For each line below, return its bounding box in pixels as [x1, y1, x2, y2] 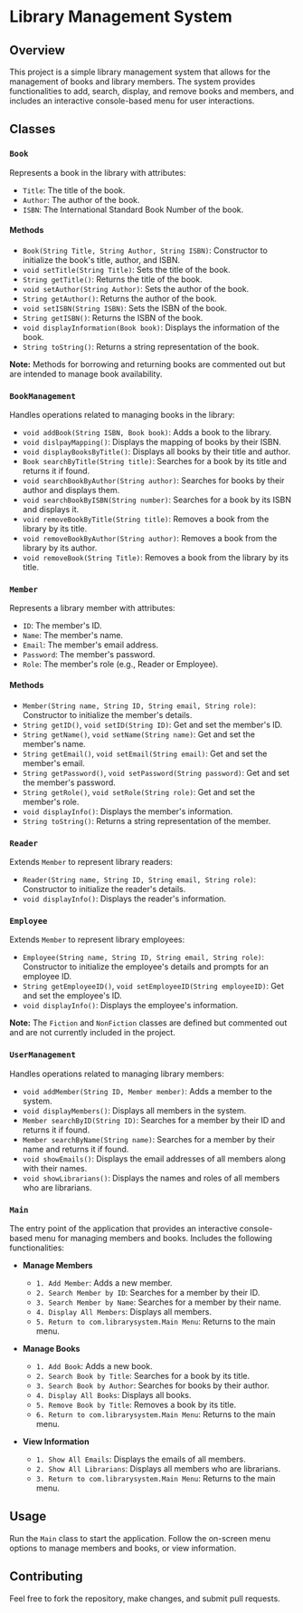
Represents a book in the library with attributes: [9, 167, 186, 178]
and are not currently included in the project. [9, 1027, 176, 1038]
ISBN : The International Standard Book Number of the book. [22, 204, 244, 215]
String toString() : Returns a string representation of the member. [22, 815, 271, 826]
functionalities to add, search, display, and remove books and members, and [9, 86, 294, 96]
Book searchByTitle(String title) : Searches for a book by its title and [22, 456, 287, 467]
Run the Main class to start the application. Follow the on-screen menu [9, 1532, 271, 1543]
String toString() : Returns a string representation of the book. [22, 341, 260, 352]
